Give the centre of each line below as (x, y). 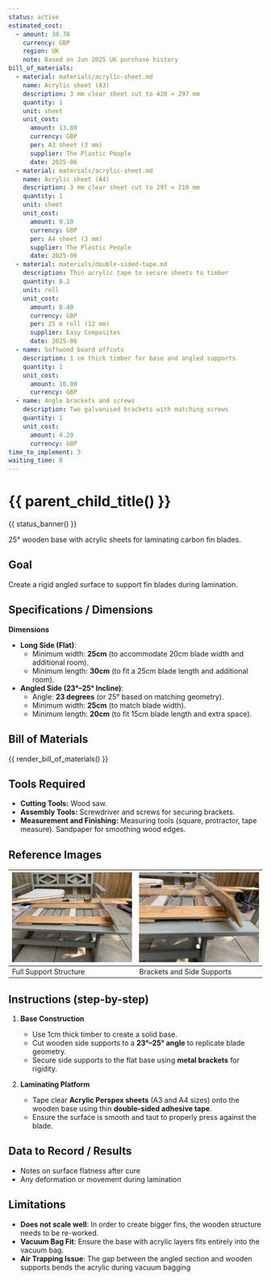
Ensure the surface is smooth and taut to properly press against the (144, 1117)
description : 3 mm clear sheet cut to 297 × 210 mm (111, 188)
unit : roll (41, 290)
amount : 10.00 (54, 384)
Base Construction (52, 1018)
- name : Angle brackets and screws (75, 401)
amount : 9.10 (52, 222)
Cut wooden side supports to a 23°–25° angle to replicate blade (138, 1043)
